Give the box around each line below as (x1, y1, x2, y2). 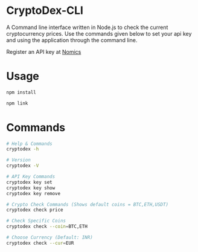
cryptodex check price (6, 207, 63, 213)
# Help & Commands (6, 140, 53, 147)
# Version (6, 157, 31, 163)
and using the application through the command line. (6, 36, 138, 44)
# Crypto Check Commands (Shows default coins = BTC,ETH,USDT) (6, 201, 169, 207)
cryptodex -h (6, 146, 39, 152)
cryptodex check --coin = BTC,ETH (6, 224, 88, 230)
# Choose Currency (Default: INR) (6, 234, 94, 241)
